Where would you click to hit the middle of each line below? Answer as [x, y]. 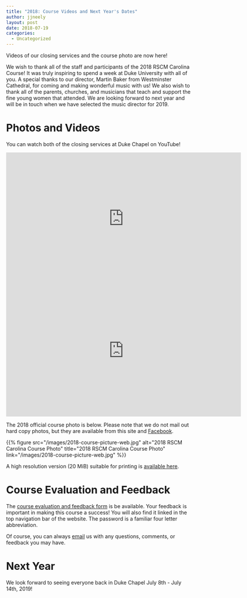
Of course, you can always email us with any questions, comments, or [91, 536]
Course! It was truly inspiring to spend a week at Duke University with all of [97, 73]
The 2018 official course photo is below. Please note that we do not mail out [98, 425]
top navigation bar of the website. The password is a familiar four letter [92, 518]
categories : [21, 33]
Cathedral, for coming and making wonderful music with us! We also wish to [98, 85]
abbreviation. [22, 525]
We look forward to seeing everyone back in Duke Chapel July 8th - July [94, 582]
